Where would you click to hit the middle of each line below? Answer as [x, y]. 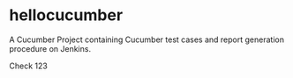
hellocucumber [66, 15]
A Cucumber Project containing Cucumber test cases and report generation [147, 39]
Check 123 [29, 66]
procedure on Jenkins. [50, 48]
